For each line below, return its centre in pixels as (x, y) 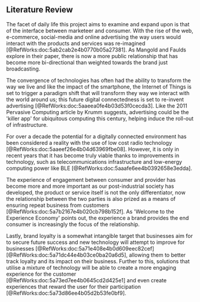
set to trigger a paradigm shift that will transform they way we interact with (98, 93)
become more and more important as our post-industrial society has (90, 186)
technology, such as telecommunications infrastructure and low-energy (94, 161)
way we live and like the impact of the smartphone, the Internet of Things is (99, 87)
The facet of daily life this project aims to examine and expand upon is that (98, 24)
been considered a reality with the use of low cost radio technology (89, 142)
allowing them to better (157, 255)
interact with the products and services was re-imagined (76, 43)
